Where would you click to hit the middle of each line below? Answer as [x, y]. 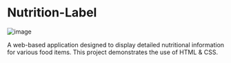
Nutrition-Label [52, 13]
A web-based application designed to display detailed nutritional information [116, 45]
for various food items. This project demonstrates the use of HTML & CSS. [113, 52]
